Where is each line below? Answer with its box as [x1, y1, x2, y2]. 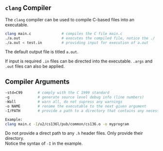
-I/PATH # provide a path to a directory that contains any [5, 108, 145, 113]
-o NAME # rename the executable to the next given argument [5, 104, 147, 108]
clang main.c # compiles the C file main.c [5, 31, 123, 36]
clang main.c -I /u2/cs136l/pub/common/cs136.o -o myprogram [5, 121, 130, 126]
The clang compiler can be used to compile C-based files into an [5, 16, 134, 22]
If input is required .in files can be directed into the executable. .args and [5, 58, 153, 64]
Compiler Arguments [5, 77, 70, 86]
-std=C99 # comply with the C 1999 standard [5, 91, 110, 95]
